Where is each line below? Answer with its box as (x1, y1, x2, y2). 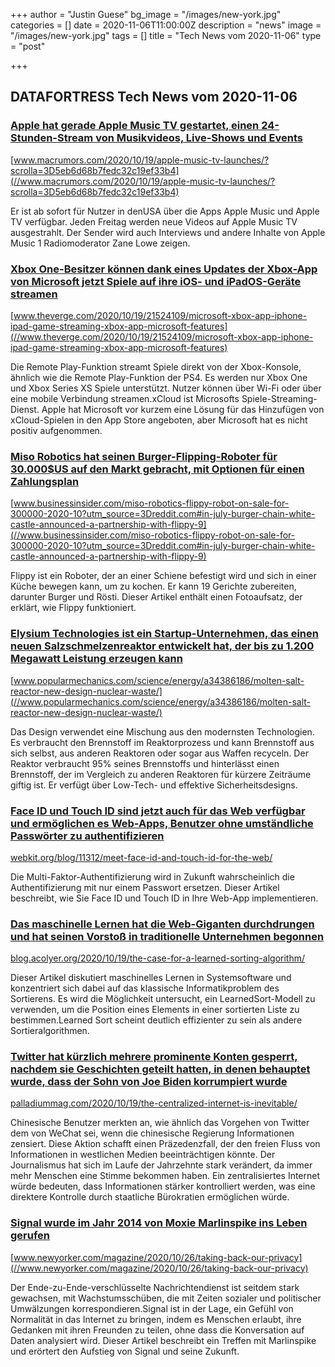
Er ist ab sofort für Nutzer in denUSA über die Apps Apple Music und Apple (10, 205, 320, 217)
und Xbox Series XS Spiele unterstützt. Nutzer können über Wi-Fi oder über (10, 382, 322, 394)
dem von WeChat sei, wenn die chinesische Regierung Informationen (10, 1127, 295, 1139)
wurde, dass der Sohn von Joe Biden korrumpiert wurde (10, 1075, 288, 1089)
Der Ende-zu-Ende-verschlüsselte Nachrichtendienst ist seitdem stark (10, 1281, 300, 1293)
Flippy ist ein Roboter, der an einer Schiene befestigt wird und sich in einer (10, 570, 317, 582)
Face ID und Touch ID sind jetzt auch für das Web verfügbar (10, 804, 306, 818)
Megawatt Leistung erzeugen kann (10, 652, 183, 666)
